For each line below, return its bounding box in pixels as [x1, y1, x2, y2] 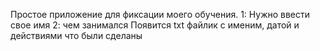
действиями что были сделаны [10, 30, 143, 41]
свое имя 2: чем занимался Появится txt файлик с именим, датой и [10, 19, 300, 31]
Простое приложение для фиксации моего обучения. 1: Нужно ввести [10, 9, 311, 20]
